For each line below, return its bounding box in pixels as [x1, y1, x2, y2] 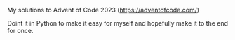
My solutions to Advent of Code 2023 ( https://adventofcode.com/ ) [7, 6, 200, 14]
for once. [7, 27, 34, 34]
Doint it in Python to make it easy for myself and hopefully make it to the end [7, 19, 229, 27]
